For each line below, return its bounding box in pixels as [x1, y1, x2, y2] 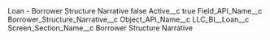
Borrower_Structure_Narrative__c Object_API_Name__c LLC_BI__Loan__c [7, 14, 250, 24]
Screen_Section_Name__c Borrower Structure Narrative [7, 23, 193, 33]
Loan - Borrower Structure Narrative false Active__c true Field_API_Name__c [7, 6, 263, 15]
